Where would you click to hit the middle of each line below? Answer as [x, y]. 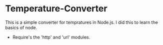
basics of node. [21, 27]
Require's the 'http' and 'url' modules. [51, 37]
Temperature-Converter [56, 9]
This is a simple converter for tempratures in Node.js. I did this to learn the [82, 22]
